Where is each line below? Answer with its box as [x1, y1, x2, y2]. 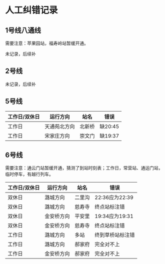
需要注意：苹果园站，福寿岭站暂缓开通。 [5, 40, 88, 46]
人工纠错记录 [5, 4, 58, 16]
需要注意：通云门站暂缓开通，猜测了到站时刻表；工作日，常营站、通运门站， [5, 165, 163, 171]
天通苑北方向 [44, 123, 75, 130]
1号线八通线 [5, 26, 41, 34]
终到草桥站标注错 [94, 231, 135, 238]
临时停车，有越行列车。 [5, 171, 53, 177]
